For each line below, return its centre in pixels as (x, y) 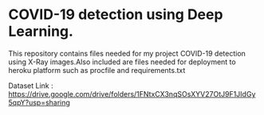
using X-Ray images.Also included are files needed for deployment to (122, 62)
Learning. (41, 31)
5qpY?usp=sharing (39, 102)
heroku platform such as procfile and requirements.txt (97, 70)
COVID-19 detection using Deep (116, 15)
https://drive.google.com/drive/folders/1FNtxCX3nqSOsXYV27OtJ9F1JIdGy (132, 94)
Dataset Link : (31, 86)
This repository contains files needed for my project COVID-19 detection (127, 53)
